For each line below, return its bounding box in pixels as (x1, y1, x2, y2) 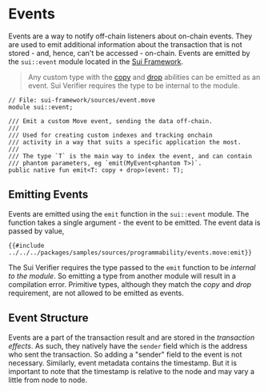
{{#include (8, 241, 45, 249)
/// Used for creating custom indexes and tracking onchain (8, 131, 214, 139)
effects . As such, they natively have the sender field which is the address (8, 341, 248, 350)
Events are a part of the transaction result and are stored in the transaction (8, 333, 255, 342)
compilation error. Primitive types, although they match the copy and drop (8, 279, 252, 289)
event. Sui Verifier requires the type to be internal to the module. (27, 81, 240, 90)
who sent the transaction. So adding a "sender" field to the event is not (8, 349, 242, 359)
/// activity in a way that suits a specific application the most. (8, 138, 242, 146)
